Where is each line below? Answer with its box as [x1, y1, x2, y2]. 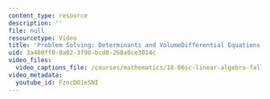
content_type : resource [8, 11, 88, 20]
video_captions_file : [15, 64, 88, 72]
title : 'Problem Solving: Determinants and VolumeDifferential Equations [8, 42, 261, 49]
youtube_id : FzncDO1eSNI [15, 78, 99, 86]
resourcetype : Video [8, 34, 78, 42]
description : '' [8, 19, 63, 27]
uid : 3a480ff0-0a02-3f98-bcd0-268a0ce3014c [8, 49, 157, 57]
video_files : [8, 57, 52, 65]
